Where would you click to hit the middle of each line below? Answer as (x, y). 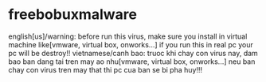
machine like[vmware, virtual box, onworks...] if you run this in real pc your (131, 44)
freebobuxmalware (73, 15)
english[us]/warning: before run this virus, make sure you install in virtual (128, 36)
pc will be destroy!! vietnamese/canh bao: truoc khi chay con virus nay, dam (133, 53)
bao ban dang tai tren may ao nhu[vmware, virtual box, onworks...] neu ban (132, 61)
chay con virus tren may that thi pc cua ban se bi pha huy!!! (106, 69)
